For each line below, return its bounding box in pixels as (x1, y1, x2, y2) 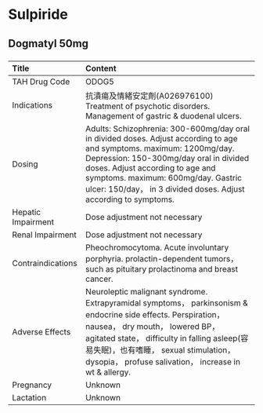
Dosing (12, 159, 38, 170)
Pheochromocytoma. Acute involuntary (85, 242, 229, 253)
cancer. (85, 273, 113, 284)
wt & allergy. (85, 367, 131, 378)
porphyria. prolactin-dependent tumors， (85, 253, 239, 264)
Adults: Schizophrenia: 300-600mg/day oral (85, 123, 250, 134)
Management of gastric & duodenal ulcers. (85, 110, 242, 121)
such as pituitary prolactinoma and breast (85, 263, 239, 274)
